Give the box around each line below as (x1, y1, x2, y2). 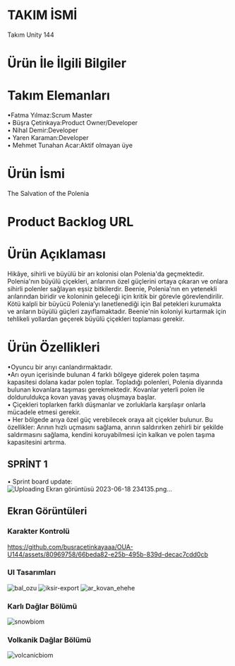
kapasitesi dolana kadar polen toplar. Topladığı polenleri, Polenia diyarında (7, 378, 224, 387)
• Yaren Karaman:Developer (7, 134, 89, 142)
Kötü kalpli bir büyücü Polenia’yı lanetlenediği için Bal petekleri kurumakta (7, 300, 222, 308)
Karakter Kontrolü (7, 527, 71, 537)
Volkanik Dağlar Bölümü (7, 635, 92, 645)
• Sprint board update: (7, 477, 73, 486)
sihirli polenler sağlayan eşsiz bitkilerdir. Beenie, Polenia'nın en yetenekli (7, 285, 217, 293)
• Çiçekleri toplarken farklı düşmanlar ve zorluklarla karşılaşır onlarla (7, 400, 206, 409)
